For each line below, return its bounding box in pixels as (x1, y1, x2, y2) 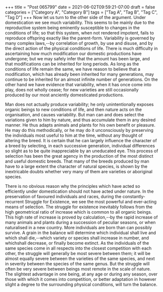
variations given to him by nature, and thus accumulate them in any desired (5, 117, 156, 123)
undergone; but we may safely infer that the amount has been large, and (5, 56, 150, 61)
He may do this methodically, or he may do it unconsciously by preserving (5, 128, 154, 133)
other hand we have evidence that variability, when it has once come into (5, 82, 152, 87)
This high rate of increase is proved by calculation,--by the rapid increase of (5, 214, 158, 220)
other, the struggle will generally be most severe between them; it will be (5, 251, 151, 256)
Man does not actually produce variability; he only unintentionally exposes (5, 102, 154, 107)
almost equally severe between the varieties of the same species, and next (5, 255, 155, 261)
